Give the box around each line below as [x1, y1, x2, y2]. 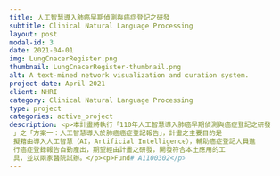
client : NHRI [9, 87, 58, 96]
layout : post [9, 29, 58, 38]
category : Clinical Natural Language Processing [9, 95, 194, 105]
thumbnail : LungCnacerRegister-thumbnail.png [9, 63, 181, 72]
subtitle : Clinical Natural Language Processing [9, 21, 194, 30]
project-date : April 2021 [9, 79, 105, 88]
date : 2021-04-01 [9, 46, 74, 55]
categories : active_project [9, 112, 114, 121]
